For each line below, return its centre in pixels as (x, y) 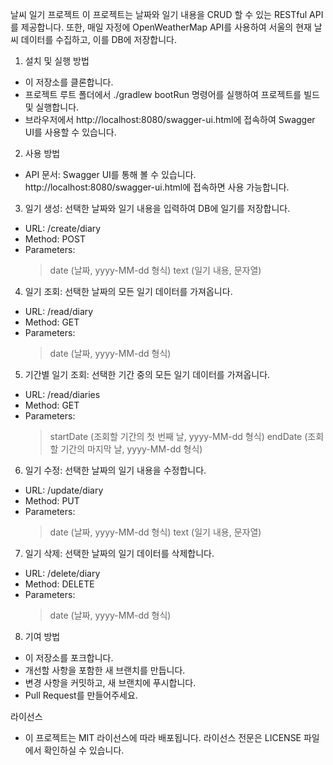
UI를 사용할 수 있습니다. (70, 132)
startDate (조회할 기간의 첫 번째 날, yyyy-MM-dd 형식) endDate (176, 436)
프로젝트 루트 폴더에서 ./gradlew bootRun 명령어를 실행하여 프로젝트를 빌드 (172, 94)
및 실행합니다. (52, 107)
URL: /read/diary (59, 311)
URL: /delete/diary (62, 573)
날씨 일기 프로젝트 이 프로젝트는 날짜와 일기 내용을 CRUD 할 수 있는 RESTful (159, 14)
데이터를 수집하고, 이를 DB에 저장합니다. (98, 39)
